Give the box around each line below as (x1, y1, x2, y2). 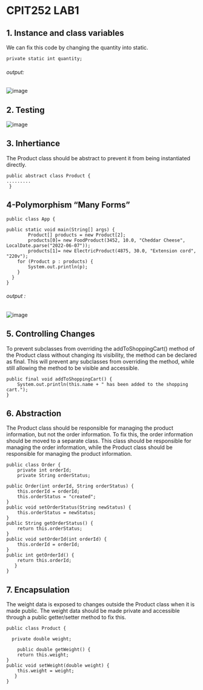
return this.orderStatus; (17, 526, 83, 532)
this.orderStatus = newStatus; (17, 510, 96, 516)
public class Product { (6, 626, 67, 632)
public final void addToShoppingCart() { (6, 376, 113, 382)
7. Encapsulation (6, 584, 70, 595)
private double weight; (12, 636, 72, 642)
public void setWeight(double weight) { (6, 663, 110, 669)
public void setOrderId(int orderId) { (6, 536, 107, 543)
